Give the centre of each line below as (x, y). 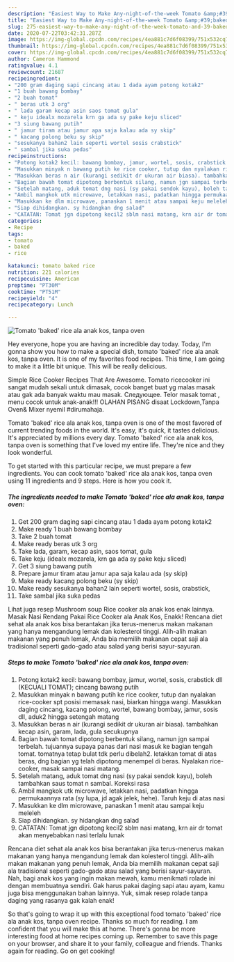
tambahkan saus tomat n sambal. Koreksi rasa (84, 784)
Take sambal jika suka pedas (59, 596)
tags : (16, 234)
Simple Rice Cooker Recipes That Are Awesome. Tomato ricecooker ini (109, 380)
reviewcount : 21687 (36, 72)
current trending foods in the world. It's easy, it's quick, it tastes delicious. (114, 430)
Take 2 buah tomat (45, 536)
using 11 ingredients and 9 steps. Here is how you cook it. (90, 481)
